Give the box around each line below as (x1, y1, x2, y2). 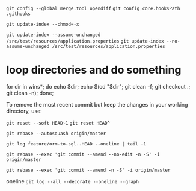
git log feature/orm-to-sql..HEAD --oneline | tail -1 (6, 141, 147, 147)
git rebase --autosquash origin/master (6, 131, 106, 137)
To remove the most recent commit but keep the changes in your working (6, 101, 188, 108)
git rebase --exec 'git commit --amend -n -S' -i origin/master (6, 167, 171, 173)
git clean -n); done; (6, 89, 54, 96)
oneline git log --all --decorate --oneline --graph (6, 177, 139, 184)
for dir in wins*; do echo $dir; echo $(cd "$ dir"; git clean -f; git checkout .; (6, 83, 191, 90)
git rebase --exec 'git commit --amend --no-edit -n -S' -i (6, 151, 161, 157)
